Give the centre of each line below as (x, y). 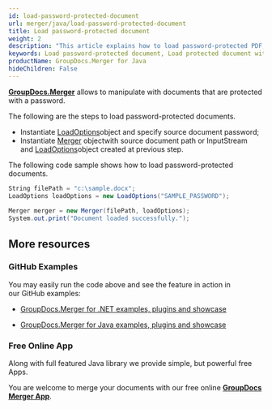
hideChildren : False (43, 69)
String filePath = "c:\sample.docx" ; (72, 188)
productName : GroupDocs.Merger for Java (78, 62)
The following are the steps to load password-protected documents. (122, 116)
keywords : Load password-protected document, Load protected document (130, 54)
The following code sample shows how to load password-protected (121, 165)
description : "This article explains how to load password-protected (128, 46)
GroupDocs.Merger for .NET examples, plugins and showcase (123, 308)
